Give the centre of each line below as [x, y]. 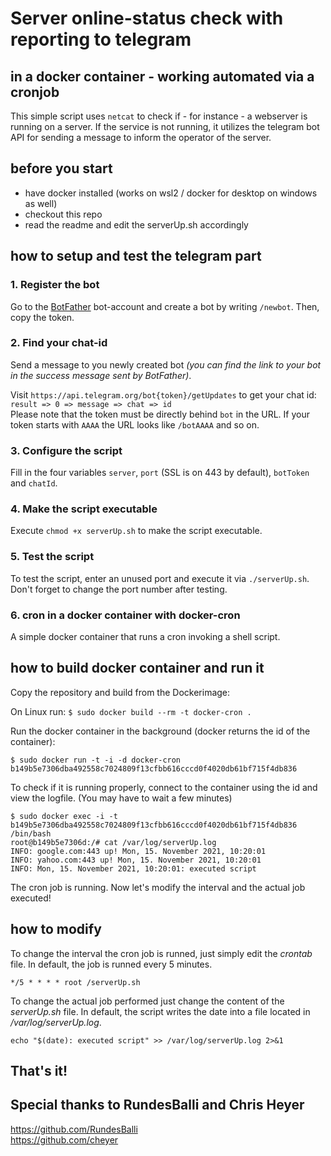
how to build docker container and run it [137, 668]
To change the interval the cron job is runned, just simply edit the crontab [161, 953]
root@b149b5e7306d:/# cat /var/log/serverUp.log [113, 842]
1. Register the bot [55, 285]
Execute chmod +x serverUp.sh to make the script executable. [136, 531]
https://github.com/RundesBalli [74, 1129]
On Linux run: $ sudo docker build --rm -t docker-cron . [131, 711]
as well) [41, 203]
